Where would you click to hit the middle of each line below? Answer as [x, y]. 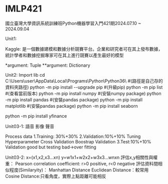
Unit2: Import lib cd [25, 75]
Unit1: [11, 39]
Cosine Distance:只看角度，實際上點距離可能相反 [56, 176]
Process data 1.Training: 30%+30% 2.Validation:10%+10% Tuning [73, 136]
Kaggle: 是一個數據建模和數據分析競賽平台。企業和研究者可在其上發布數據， [84, 49]
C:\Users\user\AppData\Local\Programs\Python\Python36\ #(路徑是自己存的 [84, 81]
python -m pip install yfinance [36, 116]
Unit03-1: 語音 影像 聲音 [30, 126]
